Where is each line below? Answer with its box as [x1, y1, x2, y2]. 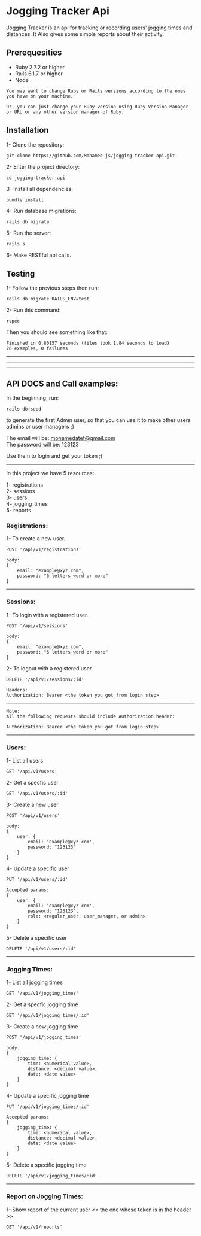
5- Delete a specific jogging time [6, 1161, 87, 1168]
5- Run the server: [6, 229, 51, 236]
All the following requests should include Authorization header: [6, 713, 175, 719]
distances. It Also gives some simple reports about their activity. [6, 30, 165, 37]
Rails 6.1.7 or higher [14, 70, 63, 77]
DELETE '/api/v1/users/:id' [6, 946, 77, 952]
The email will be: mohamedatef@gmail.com [6, 435, 115, 442]
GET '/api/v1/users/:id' [6, 791, 68, 797]
